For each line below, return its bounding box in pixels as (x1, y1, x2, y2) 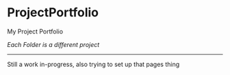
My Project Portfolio (7, 27, 64, 35)
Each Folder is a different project (7, 40, 100, 48)
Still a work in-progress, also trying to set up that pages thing (7, 60, 180, 68)
